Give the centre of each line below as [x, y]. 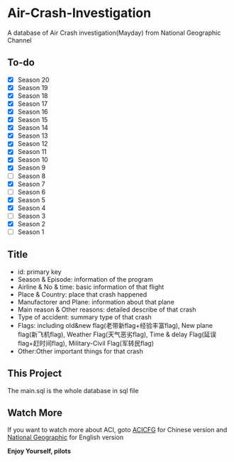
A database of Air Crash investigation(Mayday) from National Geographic [114, 33]
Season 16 [33, 112]
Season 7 [31, 184]
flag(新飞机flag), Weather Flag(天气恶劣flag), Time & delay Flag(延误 [117, 334]
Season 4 [32, 208]
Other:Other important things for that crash [80, 351]
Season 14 [33, 128]
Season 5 [32, 199]
